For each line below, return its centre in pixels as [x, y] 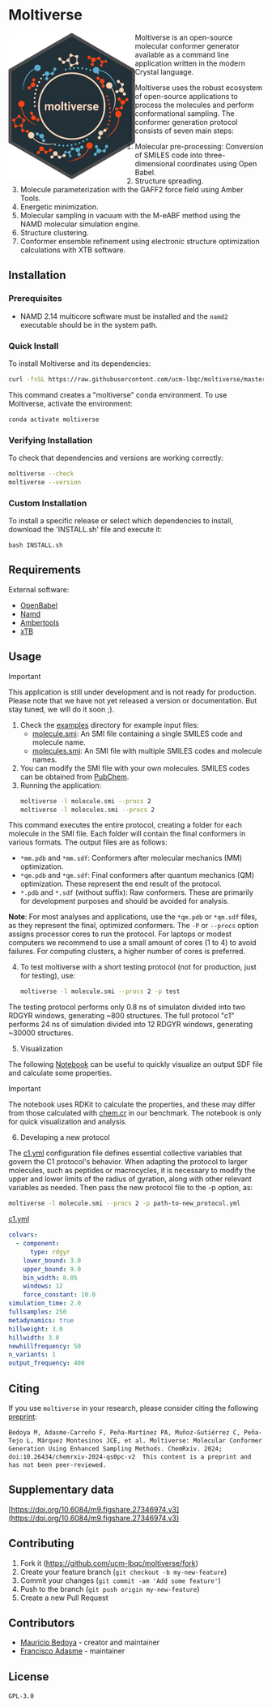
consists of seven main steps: [185, 131]
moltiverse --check [41, 473]
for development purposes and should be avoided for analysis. [124, 901]
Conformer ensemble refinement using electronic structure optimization [140, 241]
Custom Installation [48, 503]
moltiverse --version [45, 482]
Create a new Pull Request [64, 1597]
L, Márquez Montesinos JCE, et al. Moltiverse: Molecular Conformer [144, 1440]
